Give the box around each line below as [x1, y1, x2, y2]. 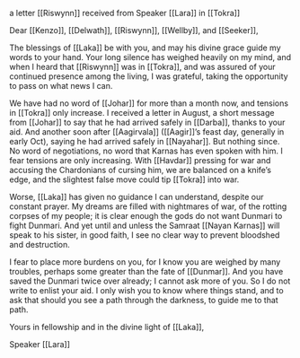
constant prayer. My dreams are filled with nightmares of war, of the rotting [9, 201, 287, 212]
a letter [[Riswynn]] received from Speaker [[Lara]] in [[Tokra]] [9, 8, 241, 18]
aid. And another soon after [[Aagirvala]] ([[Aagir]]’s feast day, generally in [9, 127, 285, 137]
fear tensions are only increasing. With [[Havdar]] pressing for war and [9, 155, 271, 165]
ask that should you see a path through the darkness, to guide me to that [9, 295, 278, 305]
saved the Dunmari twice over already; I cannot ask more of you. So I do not [9, 275, 291, 286]
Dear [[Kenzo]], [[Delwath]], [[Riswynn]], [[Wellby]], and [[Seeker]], [9, 25, 259, 35]
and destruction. [9, 240, 70, 249]
